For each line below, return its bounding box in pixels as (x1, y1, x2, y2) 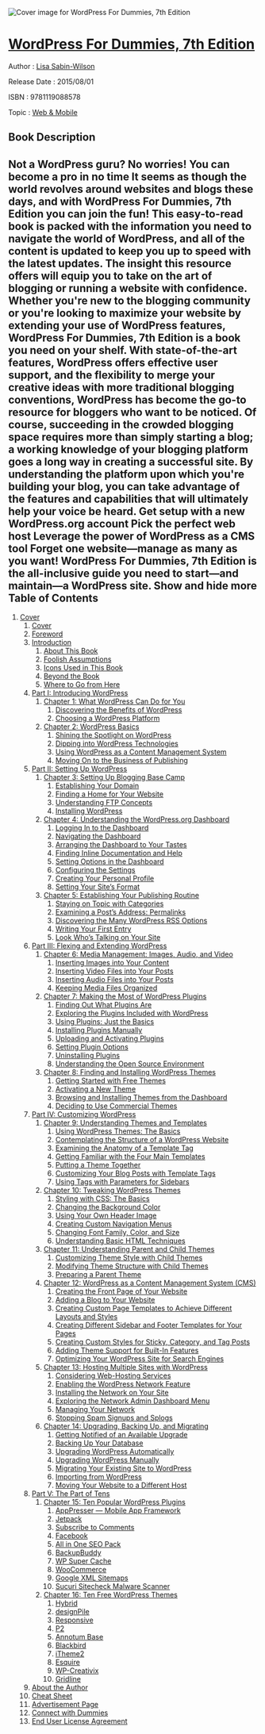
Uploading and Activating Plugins (55, 1034, 164, 1043)
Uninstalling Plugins (55, 1051, 121, 1061)
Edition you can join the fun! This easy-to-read (8, 207, 244, 221)
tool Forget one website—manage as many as (8, 542, 238, 555)
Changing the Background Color (55, 1203, 161, 1212)
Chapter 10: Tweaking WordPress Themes (43, 1186, 181, 1195)
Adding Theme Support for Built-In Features (55, 1345, 199, 1356)
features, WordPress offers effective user (8, 355, 218, 369)
